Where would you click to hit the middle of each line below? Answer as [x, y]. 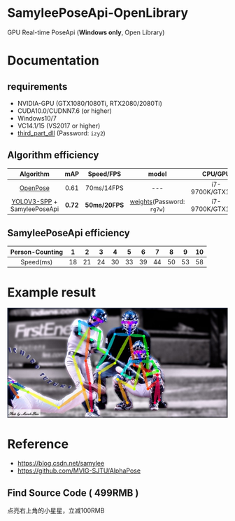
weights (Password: [157, 201]
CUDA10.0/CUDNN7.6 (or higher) [64, 111]
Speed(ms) [37, 262]
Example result [52, 292]
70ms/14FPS [104, 188]
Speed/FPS [104, 174]
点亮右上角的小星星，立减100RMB [56, 510]
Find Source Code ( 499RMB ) [73, 493]
